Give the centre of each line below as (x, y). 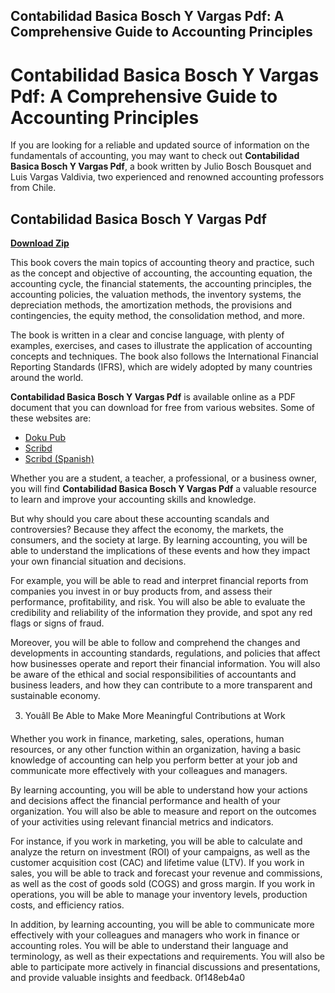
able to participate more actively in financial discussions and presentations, (165, 967)
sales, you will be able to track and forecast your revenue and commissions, (166, 873)
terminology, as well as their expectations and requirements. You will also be (167, 956)
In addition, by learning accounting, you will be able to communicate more (162, 925)
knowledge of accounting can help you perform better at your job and (154, 760)
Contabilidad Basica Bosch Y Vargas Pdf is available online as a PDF (153, 397)
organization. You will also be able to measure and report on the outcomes (163, 811)
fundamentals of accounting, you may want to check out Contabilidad (155, 156)
